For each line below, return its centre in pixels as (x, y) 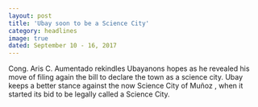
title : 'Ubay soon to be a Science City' (79, 23)
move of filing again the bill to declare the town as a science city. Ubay (126, 77)
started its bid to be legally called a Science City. (89, 94)
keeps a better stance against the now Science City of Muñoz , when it (126, 86)
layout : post (30, 16)
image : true (28, 38)
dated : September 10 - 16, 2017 (62, 46)
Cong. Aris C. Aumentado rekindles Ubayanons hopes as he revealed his (129, 68)
